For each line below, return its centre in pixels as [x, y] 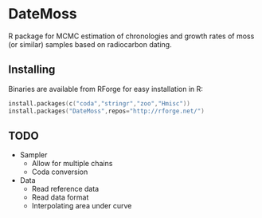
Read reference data [65, 189]
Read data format [60, 197]
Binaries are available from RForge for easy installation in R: [106, 89]
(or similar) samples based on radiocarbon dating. [90, 44]
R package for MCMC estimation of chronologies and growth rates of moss [131, 36]
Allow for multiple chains [72, 164]
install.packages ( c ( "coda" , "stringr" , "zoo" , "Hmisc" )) [100, 103]
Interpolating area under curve [82, 206]
